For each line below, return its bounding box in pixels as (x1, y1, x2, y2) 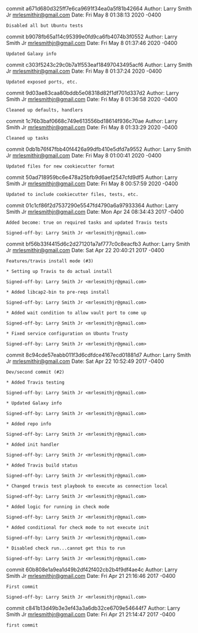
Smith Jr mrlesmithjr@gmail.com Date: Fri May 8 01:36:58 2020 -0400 (6, 96, 178, 102)
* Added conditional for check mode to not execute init (6, 525, 150, 531)
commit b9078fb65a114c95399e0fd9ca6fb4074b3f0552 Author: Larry (6, 33, 178, 40)
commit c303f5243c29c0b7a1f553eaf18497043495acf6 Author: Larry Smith (6, 62, 193, 68)
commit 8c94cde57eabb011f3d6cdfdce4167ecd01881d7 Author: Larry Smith (6, 352, 191, 358)
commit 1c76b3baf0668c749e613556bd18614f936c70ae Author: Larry (6, 118, 178, 124)
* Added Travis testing (6, 380, 65, 385)
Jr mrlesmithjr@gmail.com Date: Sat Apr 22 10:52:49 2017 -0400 (6, 358, 164, 365)
